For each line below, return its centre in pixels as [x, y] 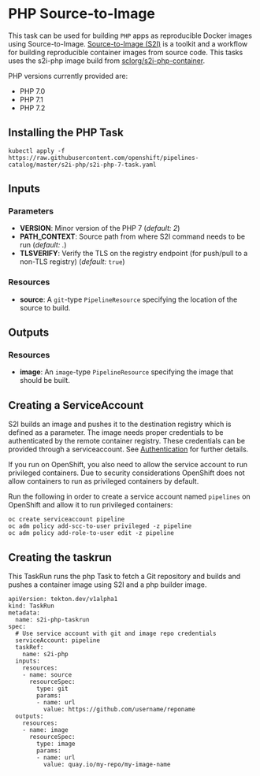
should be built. [45, 381]
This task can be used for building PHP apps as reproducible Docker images [130, 35]
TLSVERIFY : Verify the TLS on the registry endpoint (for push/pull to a [134, 254]
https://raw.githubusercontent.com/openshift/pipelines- [104, 158]
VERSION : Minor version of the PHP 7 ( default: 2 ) [100, 228]
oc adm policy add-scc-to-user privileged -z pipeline [100, 526]
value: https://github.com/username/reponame [119, 710]
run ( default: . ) [43, 245]
